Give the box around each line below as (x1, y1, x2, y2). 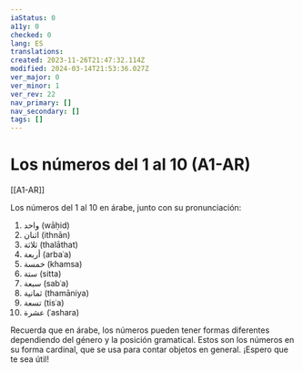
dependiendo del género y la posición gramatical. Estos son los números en (10, 335, 295, 346)
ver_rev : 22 (10, 89, 56, 98)
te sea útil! (10, 354, 49, 365)
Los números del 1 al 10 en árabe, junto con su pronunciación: (10, 202, 242, 213)
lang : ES (10, 38, 44, 48)
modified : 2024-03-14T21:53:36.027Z (10, 65, 149, 74)
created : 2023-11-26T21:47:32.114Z (10, 56, 146, 65)
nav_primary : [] (10, 98, 72, 108)
